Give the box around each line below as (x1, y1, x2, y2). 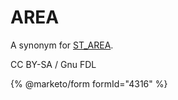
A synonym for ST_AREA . (10, 39, 114, 51)
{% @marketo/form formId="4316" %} (10, 77, 168, 90)
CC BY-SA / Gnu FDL (10, 58, 97, 70)
